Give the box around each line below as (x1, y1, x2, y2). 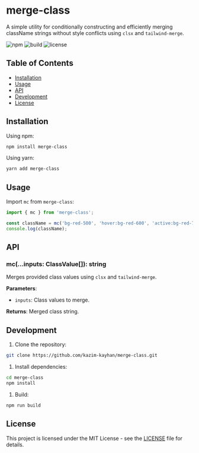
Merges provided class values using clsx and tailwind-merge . (6, 274, 157, 281)
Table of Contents (6, 58, 74, 68)
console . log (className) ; (6, 226, 68, 232)
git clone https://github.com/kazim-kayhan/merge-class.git (6, 353, 158, 359)
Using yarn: (6, 154, 34, 161)
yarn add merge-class (6, 166, 60, 172)
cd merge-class (6, 375, 44, 381)
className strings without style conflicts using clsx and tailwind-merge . (6, 29, 185, 36)
